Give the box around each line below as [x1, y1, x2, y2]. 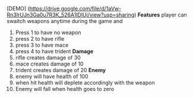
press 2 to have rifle [15, 35, 65, 42]
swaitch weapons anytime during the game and [7, 18, 123, 24]
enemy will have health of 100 [15, 73, 88, 80]
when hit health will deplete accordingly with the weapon [15, 79, 155, 86]
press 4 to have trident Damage [15, 48, 94, 55]
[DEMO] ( [7, 5, 30, 12]
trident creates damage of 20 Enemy [15, 67, 106, 73]
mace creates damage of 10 [15, 60, 84, 67]
